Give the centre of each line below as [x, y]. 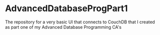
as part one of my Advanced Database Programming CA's [63, 27]
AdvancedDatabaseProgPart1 [67, 9]
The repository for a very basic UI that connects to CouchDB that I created [80, 22]
